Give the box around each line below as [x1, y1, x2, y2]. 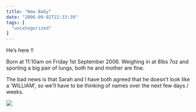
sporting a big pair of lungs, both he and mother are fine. [6, 64, 145, 71]
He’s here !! [6, 47, 34, 54]
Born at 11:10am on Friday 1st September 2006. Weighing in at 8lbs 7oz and [6, 58, 189, 65]
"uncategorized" [11, 25, 52, 31]
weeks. [6, 88, 24, 95]
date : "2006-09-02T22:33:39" [6, 14, 78, 20]
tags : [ [6, 19, 25, 25]
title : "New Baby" [6, 8, 52, 15]
